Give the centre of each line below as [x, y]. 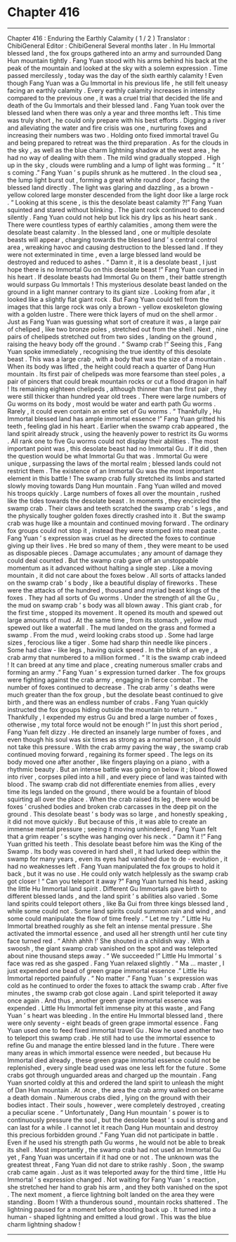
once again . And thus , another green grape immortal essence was [105, 1000]
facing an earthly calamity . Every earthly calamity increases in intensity [111, 90]
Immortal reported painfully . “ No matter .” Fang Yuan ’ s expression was [113, 978]
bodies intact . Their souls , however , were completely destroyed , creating [116, 1105]
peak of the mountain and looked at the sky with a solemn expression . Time [118, 68]
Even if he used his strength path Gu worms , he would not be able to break [117, 1142]
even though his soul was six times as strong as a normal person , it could [114, 739]
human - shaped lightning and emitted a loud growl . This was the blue [109, 1217]
